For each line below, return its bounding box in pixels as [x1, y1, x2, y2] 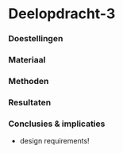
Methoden [8, 75, 49, 86]
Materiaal [8, 55, 46, 66]
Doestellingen [8, 33, 63, 44]
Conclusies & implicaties [8, 118, 106, 129]
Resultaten [8, 97, 52, 108]
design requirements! [19, 136, 90, 146]
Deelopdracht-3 [8, 5, 116, 23]
